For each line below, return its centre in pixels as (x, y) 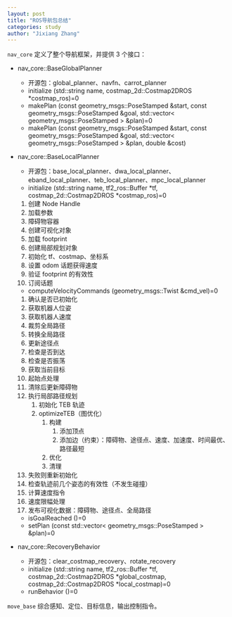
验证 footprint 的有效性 (60, 274)
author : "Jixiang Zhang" (44, 33)
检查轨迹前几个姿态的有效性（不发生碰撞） (90, 484)
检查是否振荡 (46, 361)
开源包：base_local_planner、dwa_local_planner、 (101, 171)
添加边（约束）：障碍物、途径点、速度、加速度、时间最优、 (144, 440)
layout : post (26, 14)
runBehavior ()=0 (53, 592)
